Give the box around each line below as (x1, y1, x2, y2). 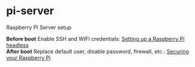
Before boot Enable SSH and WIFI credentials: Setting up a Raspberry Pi (6, 35, 185, 42)
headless (6, 42, 29, 49)
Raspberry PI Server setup (6, 24, 72, 31)
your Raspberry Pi (6, 54, 51, 61)
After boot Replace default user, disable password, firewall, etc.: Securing (6, 47, 189, 55)
